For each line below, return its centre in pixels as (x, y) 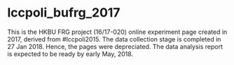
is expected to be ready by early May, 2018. (70, 54)
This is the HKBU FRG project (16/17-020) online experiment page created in (117, 32)
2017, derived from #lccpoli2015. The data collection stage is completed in (114, 39)
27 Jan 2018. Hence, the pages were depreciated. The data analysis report (115, 46)
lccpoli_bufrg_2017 (64, 13)
